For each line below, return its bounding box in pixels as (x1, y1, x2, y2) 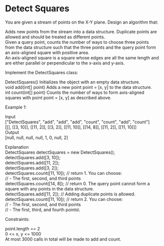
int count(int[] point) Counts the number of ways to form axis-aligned (5, 89, 144, 95)
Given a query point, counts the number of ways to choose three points (5, 39, 149, 45)
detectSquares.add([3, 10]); (5, 154, 61, 160)
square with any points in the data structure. (5, 186, 94, 191)
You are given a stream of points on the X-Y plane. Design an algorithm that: (5, 19, 159, 25)
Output (5, 129, 19, 135)
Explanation (5, 144, 29, 150)
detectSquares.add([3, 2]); (5, 165, 59, 171)
